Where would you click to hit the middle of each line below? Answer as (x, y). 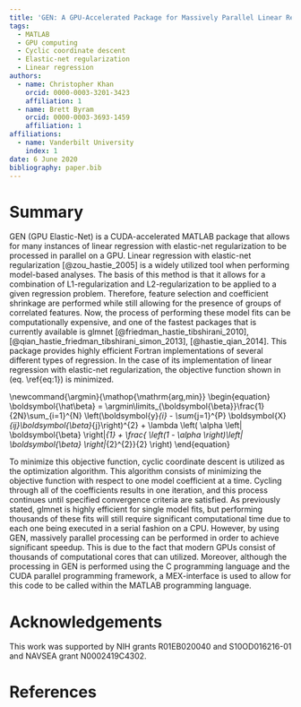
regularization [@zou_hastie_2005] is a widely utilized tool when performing (149, 265)
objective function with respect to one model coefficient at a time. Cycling (146, 481)
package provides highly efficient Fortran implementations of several (136, 351)
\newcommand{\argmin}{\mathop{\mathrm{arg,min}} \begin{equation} (140, 397)
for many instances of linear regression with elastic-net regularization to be (148, 246)
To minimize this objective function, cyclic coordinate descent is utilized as (147, 461)
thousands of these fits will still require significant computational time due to (150, 519)
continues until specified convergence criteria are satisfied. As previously (145, 500)
